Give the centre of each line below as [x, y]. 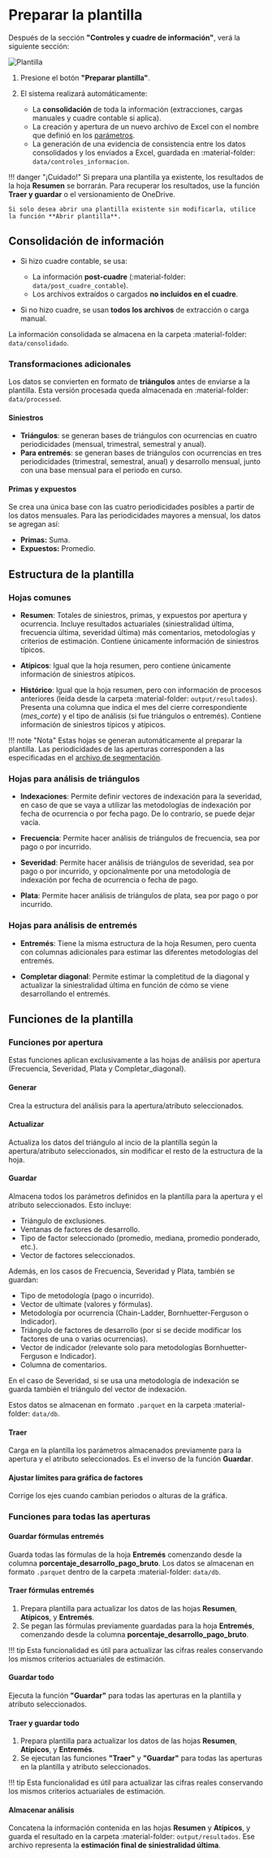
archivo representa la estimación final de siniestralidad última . [114, 1845]
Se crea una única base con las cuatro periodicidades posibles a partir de [132, 507]
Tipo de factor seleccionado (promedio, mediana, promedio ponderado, [140, 1238]
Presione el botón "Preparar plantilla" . [85, 77]
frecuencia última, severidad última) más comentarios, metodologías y [138, 633]
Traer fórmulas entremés [52, 1590]
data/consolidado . [39, 343]
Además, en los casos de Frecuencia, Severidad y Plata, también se [122, 1271]
